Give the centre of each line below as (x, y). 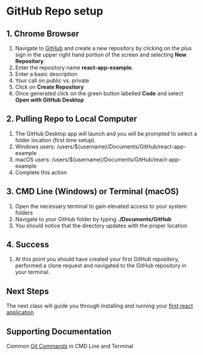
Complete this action (41, 172)
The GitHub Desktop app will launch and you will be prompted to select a (106, 133)
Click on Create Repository (49, 87)
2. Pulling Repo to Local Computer (72, 119)
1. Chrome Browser (43, 34)
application (20, 312)
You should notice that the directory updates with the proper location (101, 226)
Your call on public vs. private (52, 81)
